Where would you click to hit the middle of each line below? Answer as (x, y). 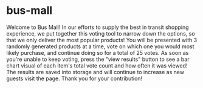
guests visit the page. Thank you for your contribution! (74, 78)
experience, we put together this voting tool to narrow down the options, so (101, 33)
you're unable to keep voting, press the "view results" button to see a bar (98, 59)
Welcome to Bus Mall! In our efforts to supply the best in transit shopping (98, 27)
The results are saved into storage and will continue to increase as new (95, 72)
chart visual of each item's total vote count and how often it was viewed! (97, 65)
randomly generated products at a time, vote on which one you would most (100, 46)
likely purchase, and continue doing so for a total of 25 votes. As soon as (98, 52)
